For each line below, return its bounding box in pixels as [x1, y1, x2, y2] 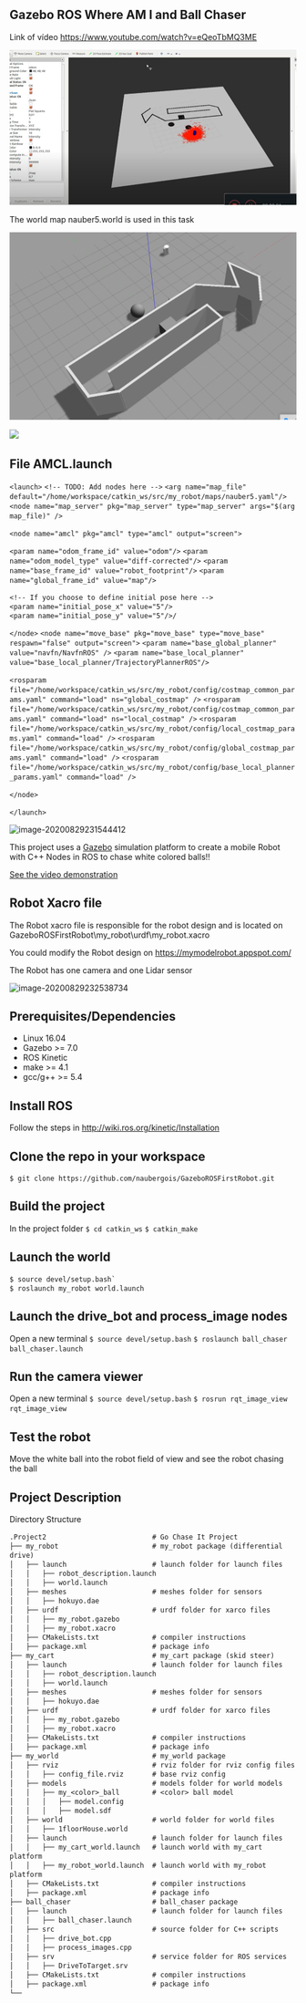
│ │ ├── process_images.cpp [9, 1943, 132, 1952]
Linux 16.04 [22, 1033, 66, 1043]
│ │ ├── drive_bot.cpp [9, 1934, 112, 1943]
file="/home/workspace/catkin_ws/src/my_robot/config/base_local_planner [9, 763, 296, 772]
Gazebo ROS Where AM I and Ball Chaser [9, 7, 247, 23]
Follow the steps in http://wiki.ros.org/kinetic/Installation [9, 1122, 220, 1134]
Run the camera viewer [9, 1368, 144, 1385]
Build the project [9, 1199, 106, 1214]
